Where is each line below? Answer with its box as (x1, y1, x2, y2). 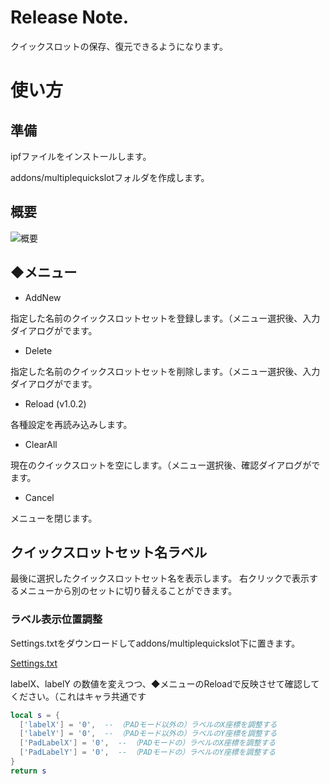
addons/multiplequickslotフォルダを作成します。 (10, 171, 210, 183)
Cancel (24, 491, 55, 503)
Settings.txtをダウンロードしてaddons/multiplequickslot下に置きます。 (10, 637, 301, 649)
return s (10, 766, 47, 776)
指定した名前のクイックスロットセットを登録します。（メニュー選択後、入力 (10, 312, 321, 324)
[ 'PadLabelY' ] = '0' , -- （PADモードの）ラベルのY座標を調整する (19, 747, 277, 758)
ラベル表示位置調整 (10, 612, 103, 626)
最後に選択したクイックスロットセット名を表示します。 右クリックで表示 (10, 572, 310, 585)
